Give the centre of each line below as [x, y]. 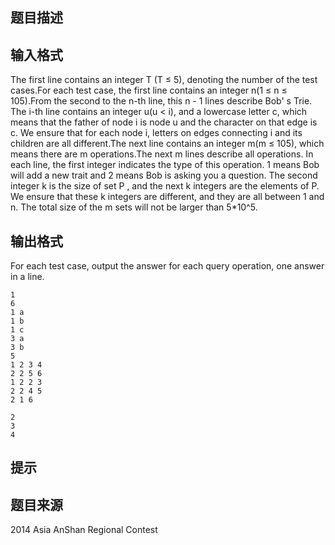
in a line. [27, 277]
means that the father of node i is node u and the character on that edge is [164, 122]
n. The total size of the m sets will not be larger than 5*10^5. [134, 207]
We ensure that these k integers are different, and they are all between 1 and [167, 197]
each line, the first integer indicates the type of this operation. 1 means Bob [165, 165]
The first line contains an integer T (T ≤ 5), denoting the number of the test [164, 80]
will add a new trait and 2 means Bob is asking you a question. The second [164, 175]
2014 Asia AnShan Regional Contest [84, 530]
